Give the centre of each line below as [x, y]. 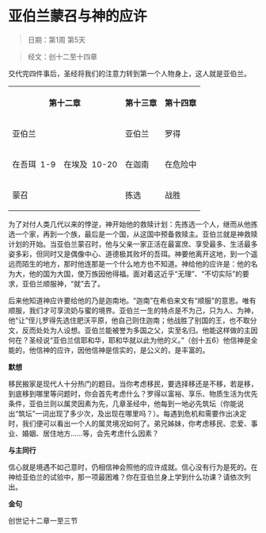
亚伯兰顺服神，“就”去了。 [63, 283]
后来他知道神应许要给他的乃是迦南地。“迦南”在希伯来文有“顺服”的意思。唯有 [132, 300]
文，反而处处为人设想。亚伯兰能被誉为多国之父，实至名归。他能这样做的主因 [133, 330]
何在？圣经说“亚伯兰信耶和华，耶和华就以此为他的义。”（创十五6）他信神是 [130, 340]
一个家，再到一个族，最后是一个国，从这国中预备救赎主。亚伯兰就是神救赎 [136, 234]
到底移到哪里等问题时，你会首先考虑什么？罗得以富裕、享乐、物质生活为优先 [133, 393]
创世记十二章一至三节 [43, 520]
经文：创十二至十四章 [62, 56]
